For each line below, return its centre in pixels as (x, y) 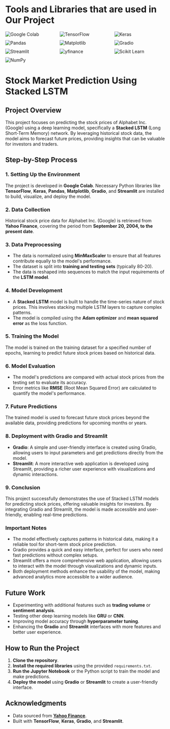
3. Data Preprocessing (33, 244)
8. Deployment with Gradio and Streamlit (56, 436)
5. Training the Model (32, 336)
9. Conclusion (23, 487)
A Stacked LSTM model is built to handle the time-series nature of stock (88, 302)
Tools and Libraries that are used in (81, 9)
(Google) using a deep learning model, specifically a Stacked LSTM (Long (83, 128)
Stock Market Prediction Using (71, 81)
